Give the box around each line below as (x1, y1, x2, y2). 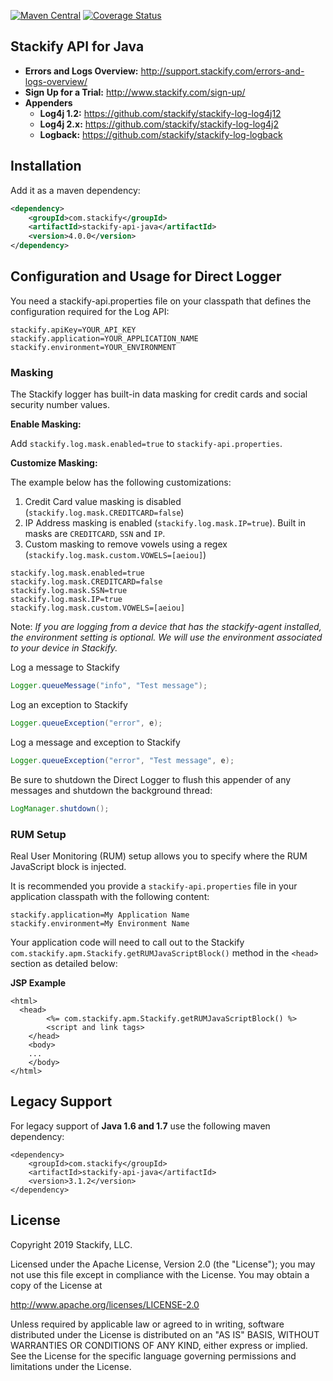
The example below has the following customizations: (10, 476, 232, 489)
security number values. (10, 399, 110, 411)
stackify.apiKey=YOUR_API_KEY (10, 325, 137, 335)
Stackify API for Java (10, 38, 145, 55)
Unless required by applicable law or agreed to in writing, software (10, 1318, 285, 1330)
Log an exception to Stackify (10, 698, 128, 710)
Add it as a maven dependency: (10, 184, 141, 196)
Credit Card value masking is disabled (24, 496, 182, 508)
